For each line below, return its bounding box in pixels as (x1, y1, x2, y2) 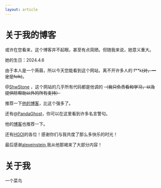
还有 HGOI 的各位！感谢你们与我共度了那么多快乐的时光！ (5, 131, 118, 137)
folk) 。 (13, 74, 27, 79)
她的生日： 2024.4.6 (5, 57, 45, 63)
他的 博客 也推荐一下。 (5, 121, 48, 127)
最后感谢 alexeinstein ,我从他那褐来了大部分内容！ (5, 142, 102, 148)
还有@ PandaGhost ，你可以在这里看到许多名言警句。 (5, 111, 111, 116)
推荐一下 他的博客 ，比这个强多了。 (5, 100, 73, 106)
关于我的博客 (5, 30, 57, 40)
